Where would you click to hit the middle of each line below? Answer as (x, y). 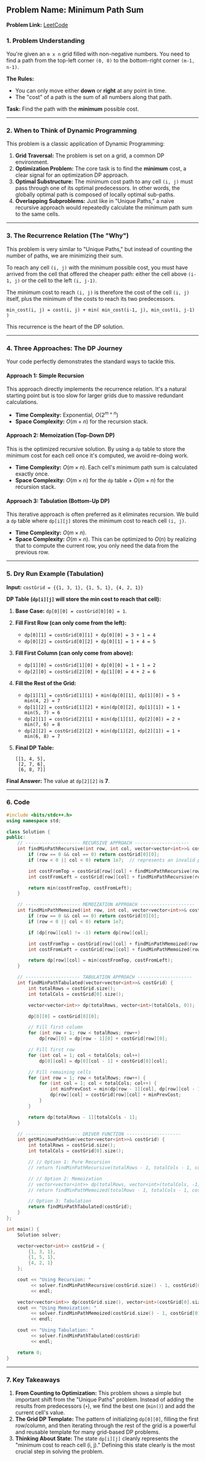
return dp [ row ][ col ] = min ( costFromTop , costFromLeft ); (101, 960)
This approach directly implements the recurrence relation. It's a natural (96, 389)
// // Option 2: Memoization (65, 1179)
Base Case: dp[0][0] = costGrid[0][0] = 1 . (71, 611)
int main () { (23, 1229)
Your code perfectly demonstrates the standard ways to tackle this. (91, 361)
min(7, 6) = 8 (42, 724)
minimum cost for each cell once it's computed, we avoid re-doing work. (98, 455)
